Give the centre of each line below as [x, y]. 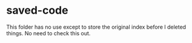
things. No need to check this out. [48, 33]
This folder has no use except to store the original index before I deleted [96, 27]
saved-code [37, 10]
